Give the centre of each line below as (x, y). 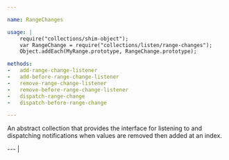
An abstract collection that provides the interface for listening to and (105, 128)
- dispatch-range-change (46, 96)
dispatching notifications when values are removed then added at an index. (114, 136)
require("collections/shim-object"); (74, 39)
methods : (20, 64)
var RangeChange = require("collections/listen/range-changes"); (116, 45)
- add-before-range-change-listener (63, 77)
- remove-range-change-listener (57, 83)
